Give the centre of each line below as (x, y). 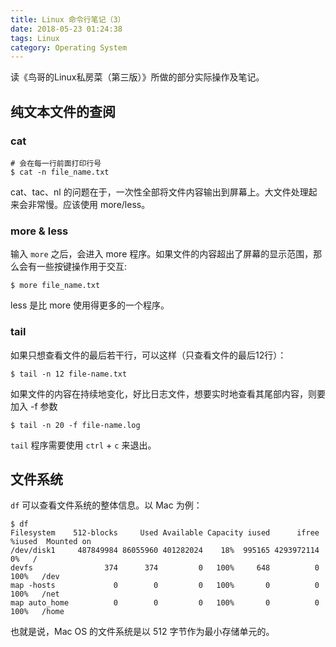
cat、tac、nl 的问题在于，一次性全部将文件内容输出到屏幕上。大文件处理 (159, 192)
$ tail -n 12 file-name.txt (69, 374)
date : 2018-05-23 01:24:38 (66, 29)
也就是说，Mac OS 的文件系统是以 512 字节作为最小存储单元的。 (142, 632)
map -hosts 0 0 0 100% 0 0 (165, 586)
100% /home (37, 612)
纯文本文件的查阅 (63, 111)
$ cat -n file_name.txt (60, 172)
